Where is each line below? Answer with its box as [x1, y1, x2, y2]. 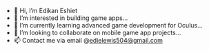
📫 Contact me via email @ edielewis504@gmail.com [13, 37, 163, 44]
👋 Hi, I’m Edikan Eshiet [13, 7, 78, 14]
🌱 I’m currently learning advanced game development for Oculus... [13, 21, 203, 29]
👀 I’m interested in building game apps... [13, 14, 128, 22]
